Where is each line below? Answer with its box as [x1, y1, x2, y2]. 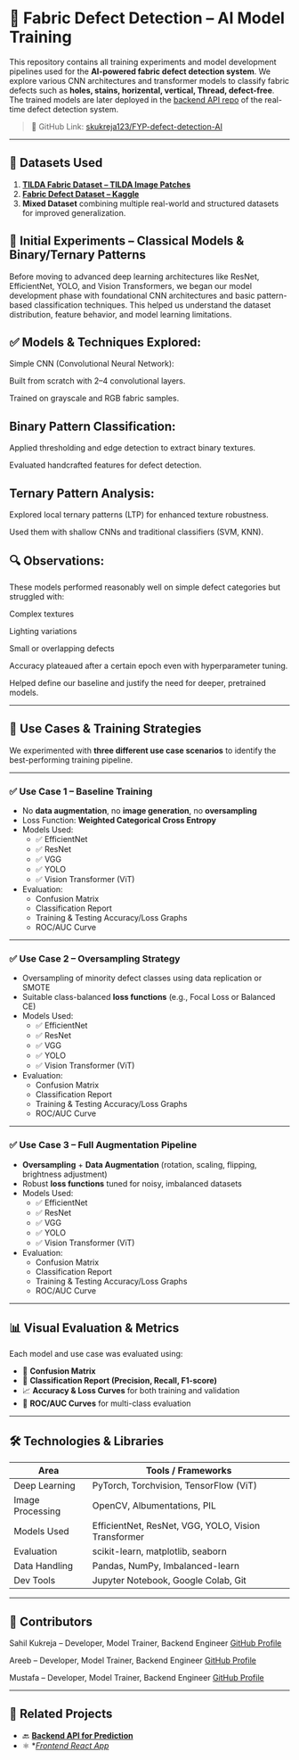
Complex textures [9, 608, 74, 619]
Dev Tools [13, 1574, 56, 1587]
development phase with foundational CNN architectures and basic [9, 290, 255, 301]
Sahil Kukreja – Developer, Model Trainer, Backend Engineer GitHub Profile [9, 1637, 282, 1648]
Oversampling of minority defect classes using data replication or [21, 972, 263, 984]
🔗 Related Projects [9, 1706, 113, 1722]
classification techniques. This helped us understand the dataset [34, 299, 271, 310]
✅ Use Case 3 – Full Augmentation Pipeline [9, 1139, 198, 1152]
